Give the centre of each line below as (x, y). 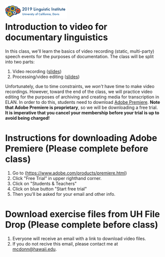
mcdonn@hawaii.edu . (34, 249)
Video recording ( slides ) (37, 71)
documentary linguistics (56, 38)
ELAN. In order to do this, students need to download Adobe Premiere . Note (82, 102)
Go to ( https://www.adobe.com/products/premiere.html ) (70, 173)
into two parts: (20, 62)
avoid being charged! (27, 118)
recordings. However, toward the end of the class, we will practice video (79, 91)
